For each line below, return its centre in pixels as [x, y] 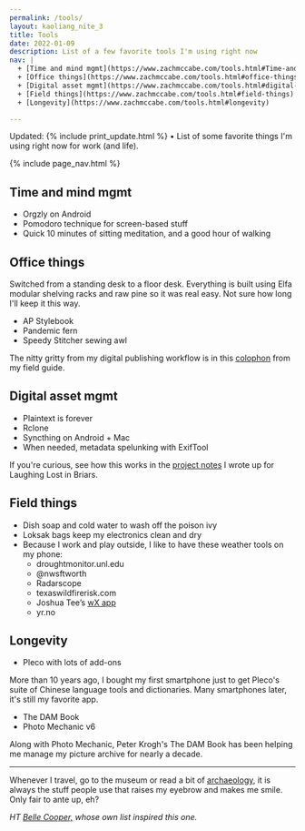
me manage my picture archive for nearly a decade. [106, 754]
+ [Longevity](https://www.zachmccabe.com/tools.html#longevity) [144, 102]
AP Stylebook [48, 321]
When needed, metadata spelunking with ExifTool [115, 447]
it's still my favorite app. [54, 699]
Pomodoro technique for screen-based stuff [105, 224]
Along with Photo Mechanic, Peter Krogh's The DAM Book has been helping [151, 745]
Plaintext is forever [58, 418]
